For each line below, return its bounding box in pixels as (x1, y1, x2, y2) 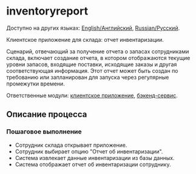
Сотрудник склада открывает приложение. (15, 141, 127, 149)
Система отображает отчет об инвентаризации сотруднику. (15, 161, 171, 168)
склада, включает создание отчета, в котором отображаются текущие (6, 54, 191, 61)
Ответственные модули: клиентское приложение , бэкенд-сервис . (6, 92, 178, 99)
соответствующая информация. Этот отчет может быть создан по (6, 67, 178, 74)
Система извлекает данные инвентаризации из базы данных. (15, 154, 175, 161)
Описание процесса (6, 109, 87, 119)
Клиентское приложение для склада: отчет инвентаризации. (6, 36, 164, 43)
